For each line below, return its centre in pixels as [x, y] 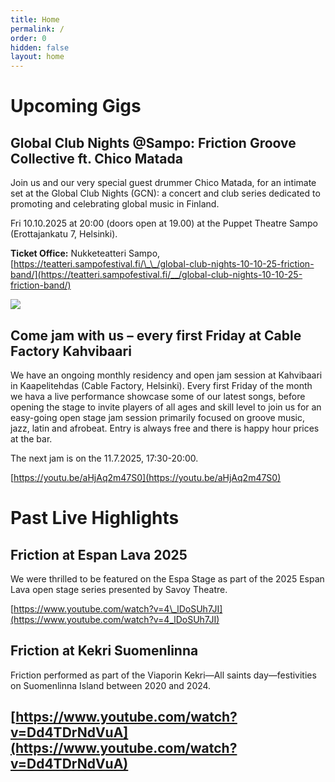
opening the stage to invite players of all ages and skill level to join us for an [166, 407]
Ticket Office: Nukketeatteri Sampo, [85, 253]
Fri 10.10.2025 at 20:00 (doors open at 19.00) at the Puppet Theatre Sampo [164, 223]
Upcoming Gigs [76, 106]
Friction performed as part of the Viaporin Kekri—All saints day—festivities [163, 675]
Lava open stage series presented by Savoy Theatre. [119, 589]
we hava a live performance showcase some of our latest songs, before [158, 396]
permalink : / [37, 29]
